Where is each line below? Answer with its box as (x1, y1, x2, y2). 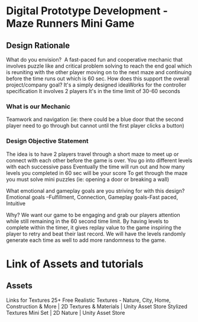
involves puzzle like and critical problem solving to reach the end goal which (6, 62, 192, 69)
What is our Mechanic (6, 102, 71, 110)
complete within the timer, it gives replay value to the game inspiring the (6, 224, 181, 231)
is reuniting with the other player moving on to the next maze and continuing (6, 69, 192, 75)
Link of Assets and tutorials (6, 257, 144, 270)
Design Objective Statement (6, 137, 89, 145)
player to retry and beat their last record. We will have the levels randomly (6, 230, 186, 237)
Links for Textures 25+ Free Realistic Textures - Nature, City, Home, (6, 297, 171, 304)
